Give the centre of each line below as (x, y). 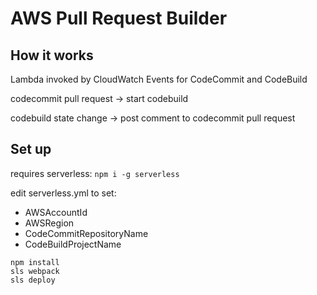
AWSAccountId (56, 212)
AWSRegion (49, 223)
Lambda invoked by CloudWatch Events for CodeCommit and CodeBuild (159, 79)
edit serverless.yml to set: (63, 193)
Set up (31, 149)
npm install (35, 262)
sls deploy (33, 280)
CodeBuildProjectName (73, 244)
